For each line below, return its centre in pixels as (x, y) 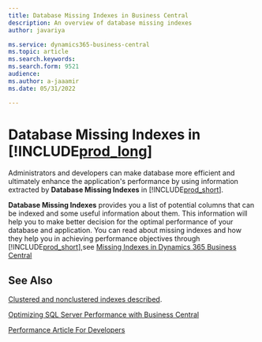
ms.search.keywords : (42, 59)
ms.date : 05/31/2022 (42, 88)
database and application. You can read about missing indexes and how (125, 231)
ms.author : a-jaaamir (44, 81)
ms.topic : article (38, 52)
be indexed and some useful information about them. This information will (128, 213)
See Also (30, 280)
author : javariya (37, 30)
